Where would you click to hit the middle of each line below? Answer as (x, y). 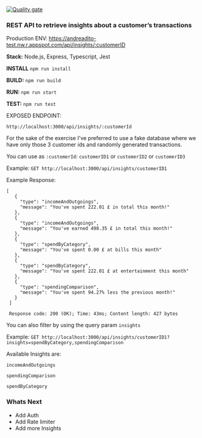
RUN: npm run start (31, 92)
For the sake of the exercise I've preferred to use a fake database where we (101, 138)
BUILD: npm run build (34, 80)
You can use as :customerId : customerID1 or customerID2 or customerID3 (96, 157)
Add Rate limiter (35, 422)
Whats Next (24, 402)
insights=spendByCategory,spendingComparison (65, 343)
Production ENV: (27, 38)
